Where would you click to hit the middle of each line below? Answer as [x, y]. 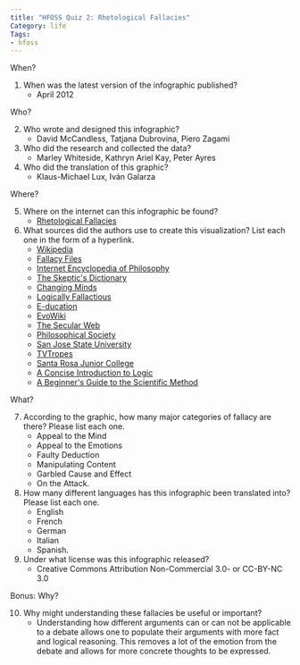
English [50, 512]
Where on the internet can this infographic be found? [121, 212]
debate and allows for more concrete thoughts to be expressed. [154, 651]
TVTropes [55, 354]
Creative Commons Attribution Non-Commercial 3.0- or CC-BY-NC [159, 569]
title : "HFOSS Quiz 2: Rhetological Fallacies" [100, 17]
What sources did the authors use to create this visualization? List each [154, 231]
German [51, 531]
